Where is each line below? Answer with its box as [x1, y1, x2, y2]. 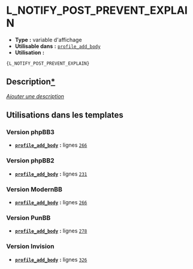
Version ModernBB [6, 185, 63, 194]
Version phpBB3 [6, 128, 55, 137]
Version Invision [6, 242, 55, 250]
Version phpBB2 [6, 156, 55, 165]
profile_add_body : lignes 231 [14, 170, 88, 177]
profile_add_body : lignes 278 [14, 227, 88, 234]
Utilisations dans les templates [6, 110, 124, 120]
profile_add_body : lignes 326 [14, 256, 88, 263]
